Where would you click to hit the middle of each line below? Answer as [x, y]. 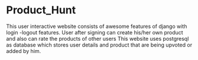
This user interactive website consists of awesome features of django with [97, 26]
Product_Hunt [41, 10]
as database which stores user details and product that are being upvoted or [99, 45]
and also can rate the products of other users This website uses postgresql [98, 38]
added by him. [24, 51]
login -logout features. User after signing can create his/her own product [95, 32]
